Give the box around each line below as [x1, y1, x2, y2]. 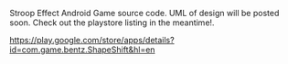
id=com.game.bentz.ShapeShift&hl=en [9, 44, 155, 55]
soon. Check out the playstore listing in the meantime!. [9, 17, 215, 28]
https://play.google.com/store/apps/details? [9, 35, 176, 45]
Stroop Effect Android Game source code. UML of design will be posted [9, 8, 280, 18]
